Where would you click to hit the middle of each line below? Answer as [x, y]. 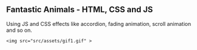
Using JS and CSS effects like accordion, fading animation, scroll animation [98, 24]
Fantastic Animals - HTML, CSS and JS [80, 10]
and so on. [19, 30]
